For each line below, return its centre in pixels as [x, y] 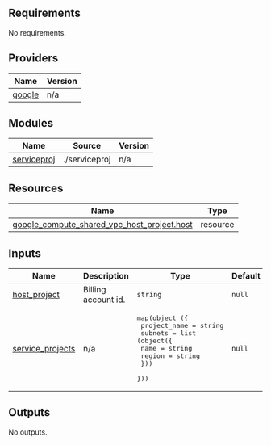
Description [106, 276]
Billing [95, 290]
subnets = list [169, 333]
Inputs [25, 253]
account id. [104, 300]
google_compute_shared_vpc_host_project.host [102, 225]
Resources [36, 188]
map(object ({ [163, 318]
